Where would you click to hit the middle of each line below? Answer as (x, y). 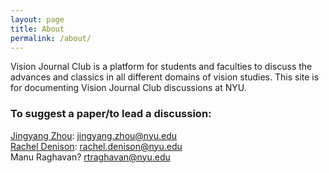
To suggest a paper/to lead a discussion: (111, 114)
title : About (37, 29)
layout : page (37, 19)
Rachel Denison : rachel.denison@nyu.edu (96, 146)
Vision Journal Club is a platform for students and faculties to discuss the (161, 67)
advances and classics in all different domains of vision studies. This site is (165, 77)
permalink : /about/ (51, 38)
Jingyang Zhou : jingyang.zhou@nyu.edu (94, 135)
